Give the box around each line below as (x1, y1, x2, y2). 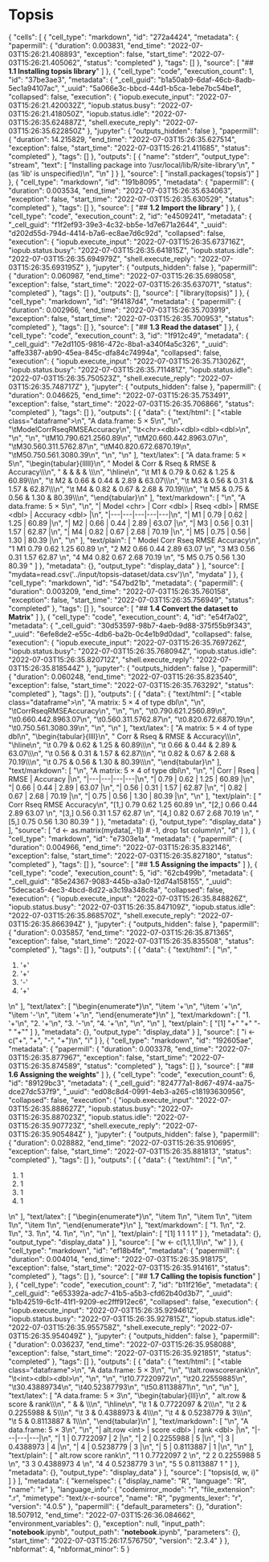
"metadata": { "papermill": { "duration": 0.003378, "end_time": (8, 1043, 214, 1053)
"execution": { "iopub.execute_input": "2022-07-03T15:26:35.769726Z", (8, 637, 247, 647)
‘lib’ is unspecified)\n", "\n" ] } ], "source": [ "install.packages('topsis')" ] (20, 169, 259, 178)
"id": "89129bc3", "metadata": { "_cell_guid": (8, 1078, 156, 1088)
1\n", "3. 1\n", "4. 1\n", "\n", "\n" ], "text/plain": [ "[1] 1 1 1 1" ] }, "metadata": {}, (8, 1228, 262, 1238)
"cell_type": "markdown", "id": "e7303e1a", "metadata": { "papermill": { (8, 833, 243, 844)
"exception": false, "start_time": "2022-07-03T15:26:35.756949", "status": (8, 595, 255, 604)
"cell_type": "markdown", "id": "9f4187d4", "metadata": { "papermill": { (8, 296, 242, 306)
